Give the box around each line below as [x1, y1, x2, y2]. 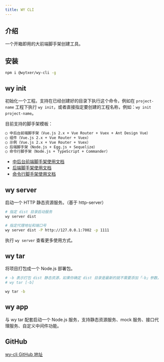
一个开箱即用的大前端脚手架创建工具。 [5, 41, 83, 47]
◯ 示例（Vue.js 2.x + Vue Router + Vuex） [5, 140, 91, 145]
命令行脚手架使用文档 [12, 171, 56, 177]
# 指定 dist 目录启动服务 [5, 209, 53, 215]
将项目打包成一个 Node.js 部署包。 [5, 266, 76, 272]
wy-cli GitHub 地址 [5, 351, 43, 357]
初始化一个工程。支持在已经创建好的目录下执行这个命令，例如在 [5, 98, 135, 104]
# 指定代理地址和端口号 [5, 223, 47, 228]
